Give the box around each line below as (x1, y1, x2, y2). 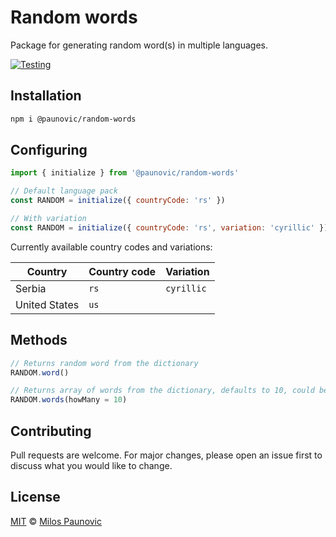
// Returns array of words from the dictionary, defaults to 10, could (10, 386, 315, 396)
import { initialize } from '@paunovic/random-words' (10, 168, 240, 178)
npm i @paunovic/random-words (10, 114, 137, 124)
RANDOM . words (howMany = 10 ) (10, 395, 128, 405)
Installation (10, 87, 82, 105)
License (10, 489, 61, 506)
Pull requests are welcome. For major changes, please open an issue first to (10, 449, 323, 461)
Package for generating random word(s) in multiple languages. (10, 39, 268, 51)
